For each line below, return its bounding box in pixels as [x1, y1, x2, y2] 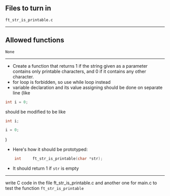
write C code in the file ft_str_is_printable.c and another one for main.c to [5, 180, 157, 186]
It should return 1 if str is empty [12, 165, 79, 171]
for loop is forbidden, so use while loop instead [12, 79, 111, 85]
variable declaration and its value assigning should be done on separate [12, 84, 163, 90]
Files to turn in [5, 4, 52, 13]
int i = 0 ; [5, 100, 28, 105]
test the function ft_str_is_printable [5, 185, 84, 191]
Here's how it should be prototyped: [12, 146, 88, 153]
